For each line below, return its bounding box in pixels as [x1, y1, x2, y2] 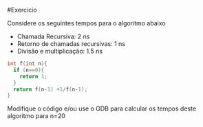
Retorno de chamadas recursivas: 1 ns [17, 40, 126, 47]
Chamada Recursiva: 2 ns [17, 32, 90, 41]
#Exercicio [7, 6, 37, 14]
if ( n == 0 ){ [13, 67, 45, 73]
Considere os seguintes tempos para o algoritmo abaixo [7, 19, 167, 27]
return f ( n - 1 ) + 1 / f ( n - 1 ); [13, 86, 88, 93]
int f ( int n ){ [7, 60, 48, 67]
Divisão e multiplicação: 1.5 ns [17, 47, 103, 55]
